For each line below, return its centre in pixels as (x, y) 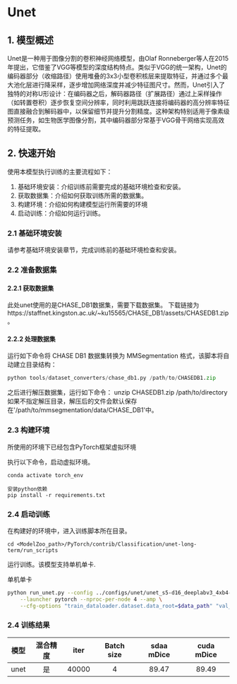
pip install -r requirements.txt (56, 495)
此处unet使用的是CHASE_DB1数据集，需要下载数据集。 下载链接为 (103, 305)
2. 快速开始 (31, 154)
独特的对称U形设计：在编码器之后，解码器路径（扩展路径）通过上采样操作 (115, 94)
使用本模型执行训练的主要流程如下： (60, 172)
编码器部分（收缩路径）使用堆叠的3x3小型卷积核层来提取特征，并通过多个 (115, 76)
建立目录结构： (35, 365)
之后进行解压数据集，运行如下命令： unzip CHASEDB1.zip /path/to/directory (117, 392)
